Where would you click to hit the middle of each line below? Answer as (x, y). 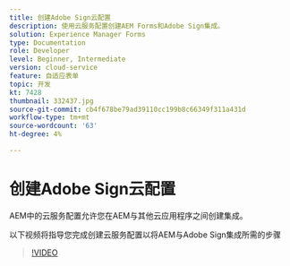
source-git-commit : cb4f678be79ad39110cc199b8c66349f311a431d (128, 109)
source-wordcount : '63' (54, 126)
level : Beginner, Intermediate (68, 59)
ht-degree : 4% (36, 134)
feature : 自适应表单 (44, 76)
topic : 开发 (30, 84)
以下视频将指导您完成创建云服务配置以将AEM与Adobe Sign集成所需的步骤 (145, 235)
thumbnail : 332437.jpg (51, 101)
